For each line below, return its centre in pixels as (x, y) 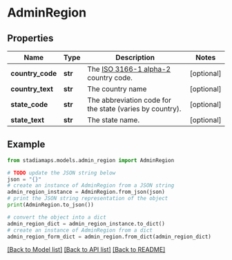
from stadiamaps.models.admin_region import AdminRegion (91, 160)
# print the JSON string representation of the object (88, 199)
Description (135, 58)
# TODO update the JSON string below (61, 173)
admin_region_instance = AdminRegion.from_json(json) (86, 192)
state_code (29, 104)
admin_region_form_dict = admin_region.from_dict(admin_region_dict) (109, 237)
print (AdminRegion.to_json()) (51, 205)
